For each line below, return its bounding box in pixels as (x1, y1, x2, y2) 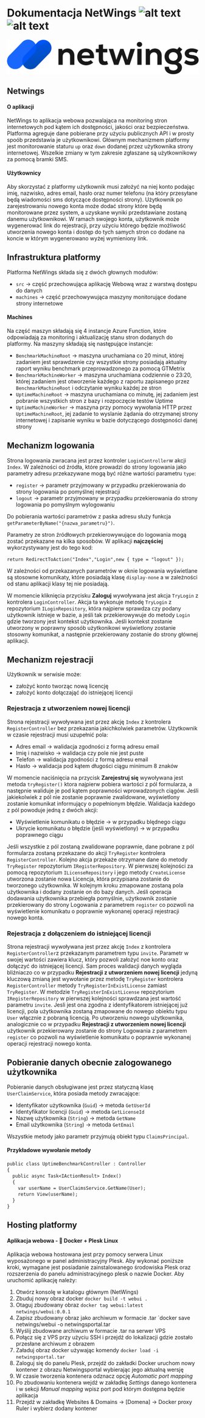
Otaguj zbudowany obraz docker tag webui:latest (15, 1301, 144, 1308)
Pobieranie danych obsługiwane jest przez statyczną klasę (7, 1083, 154, 1091)
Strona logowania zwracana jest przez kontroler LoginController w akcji (7, 456, 186, 464)
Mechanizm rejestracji (7, 655, 94, 665)
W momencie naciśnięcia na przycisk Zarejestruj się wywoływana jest (7, 774, 183, 781)
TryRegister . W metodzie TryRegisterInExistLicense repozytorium (7, 988, 175, 996)
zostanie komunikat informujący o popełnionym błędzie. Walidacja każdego (7, 800, 195, 807)
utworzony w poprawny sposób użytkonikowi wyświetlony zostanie (7, 624, 176, 631)
